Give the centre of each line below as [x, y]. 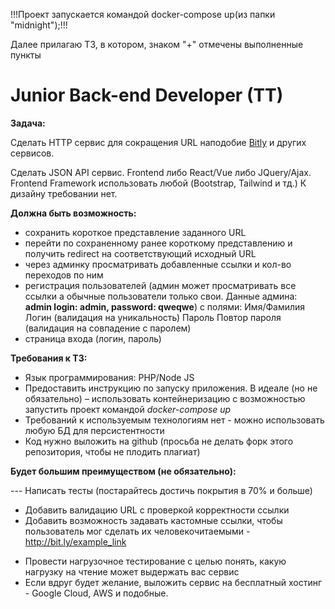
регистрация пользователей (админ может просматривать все [160, 285]
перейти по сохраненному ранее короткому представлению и [158, 243]
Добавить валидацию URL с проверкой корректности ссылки [157, 510]
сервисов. [32, 153]
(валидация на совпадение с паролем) [108, 328]
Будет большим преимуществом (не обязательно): [123, 471]
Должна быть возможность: [73, 213]
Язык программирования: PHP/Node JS [109, 377]
